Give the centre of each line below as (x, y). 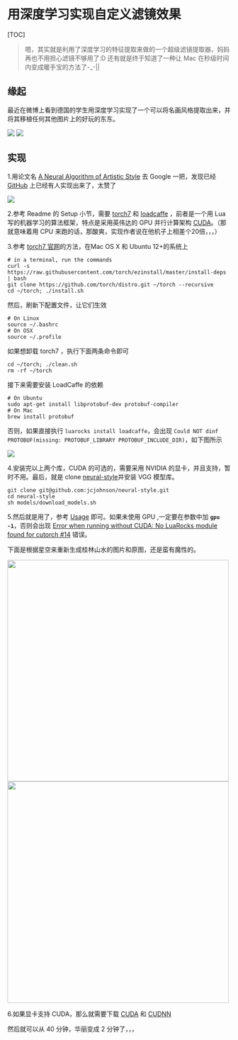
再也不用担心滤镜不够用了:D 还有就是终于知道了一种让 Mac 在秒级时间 (127, 58)
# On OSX (20, 330)
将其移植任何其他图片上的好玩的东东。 (63, 118)
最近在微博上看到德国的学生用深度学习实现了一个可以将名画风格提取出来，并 (119, 110)
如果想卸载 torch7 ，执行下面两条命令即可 (68, 351)
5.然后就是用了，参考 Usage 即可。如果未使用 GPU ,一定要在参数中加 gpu (114, 516)
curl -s (19, 266)
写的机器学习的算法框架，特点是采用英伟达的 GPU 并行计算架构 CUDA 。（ (114, 222)
